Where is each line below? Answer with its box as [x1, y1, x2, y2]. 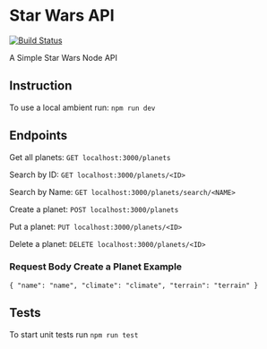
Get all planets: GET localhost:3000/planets [9, 151, 171, 162]
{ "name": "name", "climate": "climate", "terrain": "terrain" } [9, 281, 258, 290]
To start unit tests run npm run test [9, 328, 139, 340]
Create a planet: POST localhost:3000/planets [9, 203, 179, 215]
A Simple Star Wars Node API [9, 52, 118, 63]
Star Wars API [9, 5, 115, 26]
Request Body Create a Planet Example [9, 260, 182, 273]
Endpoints [9, 128, 68, 143]
